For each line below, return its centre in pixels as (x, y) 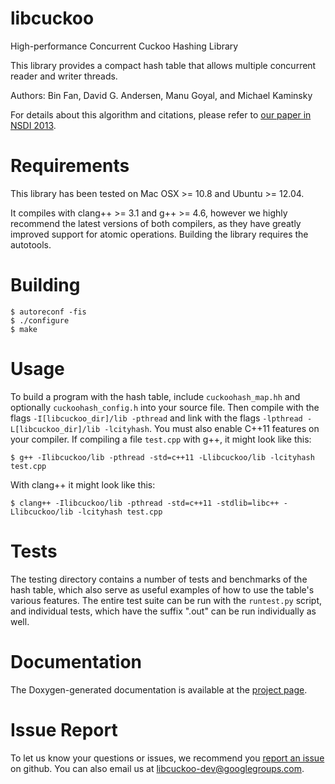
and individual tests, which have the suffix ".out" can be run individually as (163, 611)
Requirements (70, 166)
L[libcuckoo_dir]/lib (55, 429)
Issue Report (64, 729)
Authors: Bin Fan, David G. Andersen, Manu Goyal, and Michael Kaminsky (161, 95)
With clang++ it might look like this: (83, 484)
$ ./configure (40, 320)
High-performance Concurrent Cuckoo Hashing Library (124, 46)
